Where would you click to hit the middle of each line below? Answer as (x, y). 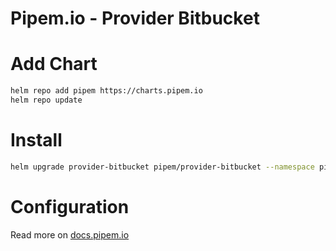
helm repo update (46, 100)
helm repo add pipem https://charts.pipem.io (106, 91)
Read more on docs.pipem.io (70, 234)
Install (36, 140)
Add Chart (54, 64)
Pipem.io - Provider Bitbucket (135, 18)
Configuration (70, 206)
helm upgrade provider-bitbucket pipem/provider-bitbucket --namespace (162, 167)
